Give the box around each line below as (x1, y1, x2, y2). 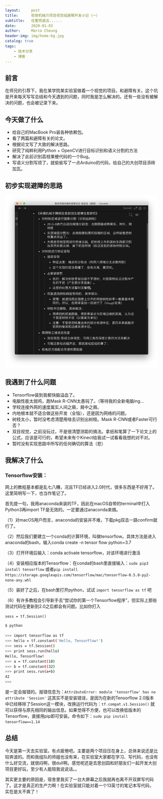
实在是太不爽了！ (5, 788, 39, 794)
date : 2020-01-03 (5, 23, 53, 28)
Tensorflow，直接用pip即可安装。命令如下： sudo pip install (5, 713, 128, 719)
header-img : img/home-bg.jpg (5, 34, 64, 38)
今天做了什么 (5, 115, 44, 124)
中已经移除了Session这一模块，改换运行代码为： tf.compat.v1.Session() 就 (5, 701, 155, 707)
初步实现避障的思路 (5, 182, 63, 190)
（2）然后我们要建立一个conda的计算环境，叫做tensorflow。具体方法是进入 (5, 533, 156, 539)
